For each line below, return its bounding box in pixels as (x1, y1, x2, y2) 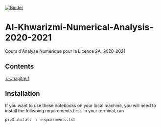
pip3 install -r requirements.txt (5, 117, 76, 122)
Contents (5, 63, 34, 71)
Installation (5, 89, 40, 98)
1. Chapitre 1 (5, 75, 30, 81)
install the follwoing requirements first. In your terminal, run (5, 107, 124, 113)
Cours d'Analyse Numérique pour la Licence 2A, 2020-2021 (5, 48, 126, 54)
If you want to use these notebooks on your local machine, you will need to (5, 103, 156, 108)
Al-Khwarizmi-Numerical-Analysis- (5, 22, 154, 33)
